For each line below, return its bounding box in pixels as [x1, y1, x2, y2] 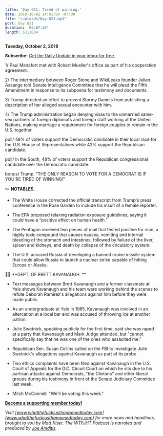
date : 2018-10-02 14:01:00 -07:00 [5, 12, 76, 17]
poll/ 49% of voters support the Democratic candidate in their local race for [5, 136, 157, 142]
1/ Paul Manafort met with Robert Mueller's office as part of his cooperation [5, 62, 157, 68]
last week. [12, 381, 33, 387]
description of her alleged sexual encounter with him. [5, 102, 112, 108]
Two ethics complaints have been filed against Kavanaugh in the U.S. [12, 360, 151, 366]
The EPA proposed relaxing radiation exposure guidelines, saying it [12, 212, 147, 218]
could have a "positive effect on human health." [12, 217, 108, 223]
